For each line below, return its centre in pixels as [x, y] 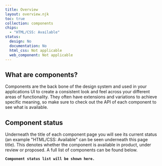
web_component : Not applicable [41, 55]
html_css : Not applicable [36, 50]
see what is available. [27, 107]
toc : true [15, 19]
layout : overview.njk [27, 14]
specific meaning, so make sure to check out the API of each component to [81, 102]
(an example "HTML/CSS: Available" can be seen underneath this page [76, 139]
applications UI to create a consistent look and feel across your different [78, 92]
